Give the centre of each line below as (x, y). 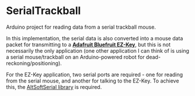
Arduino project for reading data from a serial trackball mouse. (81, 27)
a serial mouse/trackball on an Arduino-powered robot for (75, 57)
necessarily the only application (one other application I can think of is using (98, 50)
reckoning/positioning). (34, 63)
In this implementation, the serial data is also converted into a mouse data (95, 38)
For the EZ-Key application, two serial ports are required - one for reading (95, 74)
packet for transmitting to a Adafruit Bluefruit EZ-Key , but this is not (88, 44)
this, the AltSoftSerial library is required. (54, 87)
